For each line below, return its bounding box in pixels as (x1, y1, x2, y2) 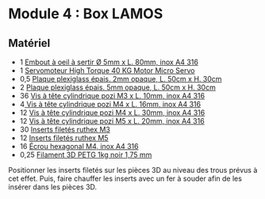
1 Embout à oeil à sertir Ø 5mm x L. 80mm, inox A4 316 (19, 57, 198, 67)
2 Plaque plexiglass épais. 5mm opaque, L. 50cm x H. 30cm (19, 82, 216, 92)
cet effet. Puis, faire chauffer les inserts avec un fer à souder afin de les (8, 174, 242, 183)
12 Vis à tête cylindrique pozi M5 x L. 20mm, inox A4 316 (19, 117, 205, 125)
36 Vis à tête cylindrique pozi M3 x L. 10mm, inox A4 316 (19, 91, 205, 100)
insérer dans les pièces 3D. (8, 182, 98, 191)
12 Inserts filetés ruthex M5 (19, 133, 109, 143)
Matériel (8, 36, 51, 50)
